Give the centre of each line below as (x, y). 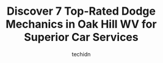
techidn (81, 54)
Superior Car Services (81, 37)
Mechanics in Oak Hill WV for (81, 24)
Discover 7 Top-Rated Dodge (81, 11)
